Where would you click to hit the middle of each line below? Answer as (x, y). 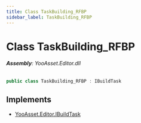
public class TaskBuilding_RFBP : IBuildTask (64, 81)
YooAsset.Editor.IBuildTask (47, 114)
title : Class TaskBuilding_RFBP (46, 12)
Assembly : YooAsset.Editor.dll (44, 64)
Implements (29, 100)
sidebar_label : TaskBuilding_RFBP (49, 17)
